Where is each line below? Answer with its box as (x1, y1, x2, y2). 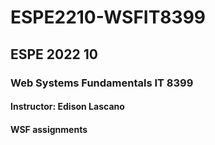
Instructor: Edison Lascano (10, 101, 125, 113)
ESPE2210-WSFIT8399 (10, 6, 207, 29)
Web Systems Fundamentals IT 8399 (10, 76, 194, 90)
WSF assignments (10, 123, 88, 135)
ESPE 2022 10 (10, 46, 98, 63)
